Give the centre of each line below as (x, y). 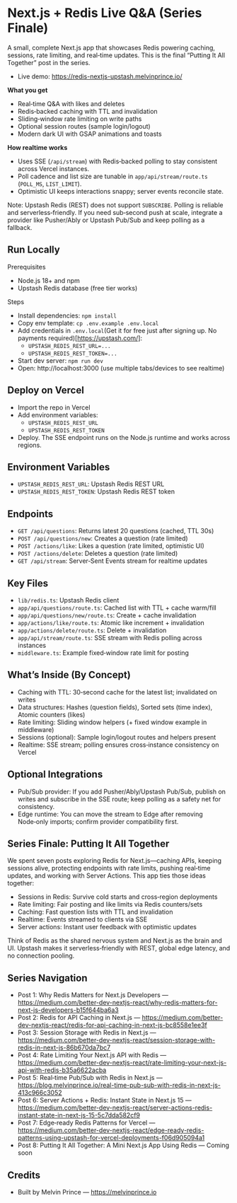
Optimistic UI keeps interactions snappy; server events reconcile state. (121, 191)
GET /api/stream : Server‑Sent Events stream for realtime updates (112, 561)
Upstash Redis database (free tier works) (77, 288)
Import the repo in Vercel (54, 407)
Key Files (28, 583)
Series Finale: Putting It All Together (88, 844)
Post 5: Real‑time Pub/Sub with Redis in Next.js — (90, 1078)
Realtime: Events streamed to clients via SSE (82, 919)
